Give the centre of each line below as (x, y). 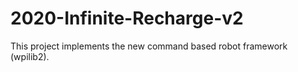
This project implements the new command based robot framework (149, 46)
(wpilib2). (30, 56)
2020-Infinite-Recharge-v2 (127, 18)
